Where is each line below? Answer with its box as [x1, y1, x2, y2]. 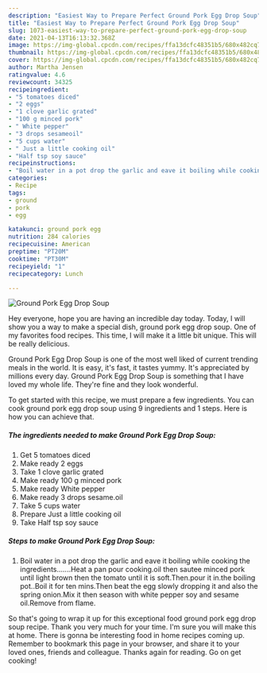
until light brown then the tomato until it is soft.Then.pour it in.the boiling [19, 573, 256, 582]
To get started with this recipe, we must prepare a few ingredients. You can [8, 395, 254, 405]
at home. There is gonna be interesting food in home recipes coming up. [8, 631, 245, 640]
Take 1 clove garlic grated [19, 467, 104, 477]
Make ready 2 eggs [19, 458, 83, 469]
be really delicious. [8, 339, 70, 349]
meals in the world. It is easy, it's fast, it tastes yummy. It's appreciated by [8, 363, 250, 373]
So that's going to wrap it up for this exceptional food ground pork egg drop [8, 613, 257, 624]
